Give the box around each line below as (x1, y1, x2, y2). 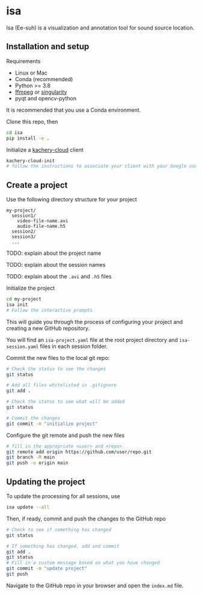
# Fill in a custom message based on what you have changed (6, 560, 161, 566)
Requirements (6, 57, 41, 64)
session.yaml (6, 344, 39, 350)
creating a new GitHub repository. (6, 325, 90, 332)
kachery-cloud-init (6, 157, 55, 163)
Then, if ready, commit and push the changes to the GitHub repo (6, 515, 167, 522)
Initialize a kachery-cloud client (6, 146, 84, 153)
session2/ (11, 228, 36, 235)
